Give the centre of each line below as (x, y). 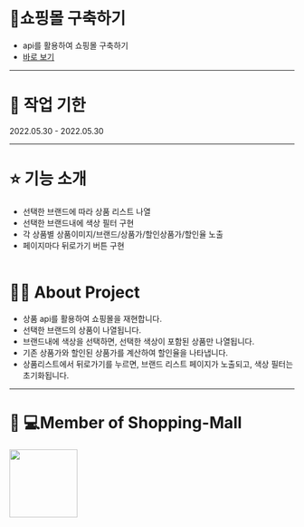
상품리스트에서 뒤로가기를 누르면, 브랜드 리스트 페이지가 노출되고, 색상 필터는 (158, 364)
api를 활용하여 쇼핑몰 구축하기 (75, 45)
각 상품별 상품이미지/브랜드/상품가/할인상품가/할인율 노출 (123, 234)
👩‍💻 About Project (75, 292)
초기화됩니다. (46, 375)
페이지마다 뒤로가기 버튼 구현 (73, 245)
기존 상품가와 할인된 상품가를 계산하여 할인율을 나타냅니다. (125, 352)
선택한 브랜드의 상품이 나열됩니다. (82, 330)
